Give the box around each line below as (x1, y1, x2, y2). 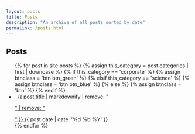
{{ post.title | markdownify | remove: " (17, 93, 109, 100)
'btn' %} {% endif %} (14, 87, 66, 94)
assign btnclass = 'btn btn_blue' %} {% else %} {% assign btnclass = (14, 81, 182, 88)
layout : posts (6, 8, 41, 15)
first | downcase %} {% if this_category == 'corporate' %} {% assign (14, 68, 180, 75)
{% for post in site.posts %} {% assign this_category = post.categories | (14, 62, 189, 69)
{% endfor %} (14, 122, 49, 129)
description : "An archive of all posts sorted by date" (6, 19, 145, 25)
